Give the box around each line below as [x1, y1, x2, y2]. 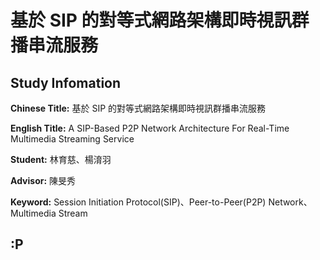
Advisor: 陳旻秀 [10, 175, 77, 186]
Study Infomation [10, 74, 122, 91]
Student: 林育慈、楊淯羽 [10, 154, 112, 165]
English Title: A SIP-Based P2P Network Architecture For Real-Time [10, 122, 290, 134]
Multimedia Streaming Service [10, 133, 135, 145]
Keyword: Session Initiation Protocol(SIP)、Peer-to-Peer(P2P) [10, 196, 267, 208]
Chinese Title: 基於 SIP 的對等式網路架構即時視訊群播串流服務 [10, 102, 267, 114]
